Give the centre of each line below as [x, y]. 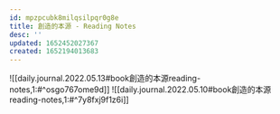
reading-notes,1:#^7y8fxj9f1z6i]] [69, 100]
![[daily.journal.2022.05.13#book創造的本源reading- [105, 79]
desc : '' [26, 34]
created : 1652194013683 [54, 52]
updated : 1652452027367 [54, 43]
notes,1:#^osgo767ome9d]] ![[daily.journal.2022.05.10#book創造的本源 [140, 90]
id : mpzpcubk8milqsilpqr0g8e [64, 18]
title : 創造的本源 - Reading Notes [73, 26]
